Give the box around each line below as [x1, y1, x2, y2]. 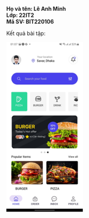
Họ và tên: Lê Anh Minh [6, 5, 67, 12]
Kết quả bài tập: [6, 30, 46, 37]
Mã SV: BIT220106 [6, 18, 54, 25]
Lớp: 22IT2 [6, 12, 35, 19]
